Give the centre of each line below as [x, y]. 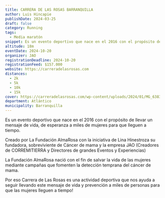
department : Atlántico [28, 101]
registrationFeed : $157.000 [34, 65]
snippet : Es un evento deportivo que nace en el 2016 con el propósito [80, 42]
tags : [11, 33]
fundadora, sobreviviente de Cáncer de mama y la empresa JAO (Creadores [82, 145]
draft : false [18, 23]
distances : [16, 74]
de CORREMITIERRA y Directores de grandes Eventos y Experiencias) [76, 150]
